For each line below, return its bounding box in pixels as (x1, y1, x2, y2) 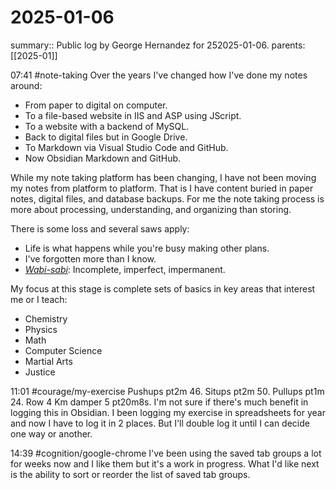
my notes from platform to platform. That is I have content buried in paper (10, 182, 314, 194)
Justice (24, 366, 56, 378)
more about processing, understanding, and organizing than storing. (10, 203, 292, 215)
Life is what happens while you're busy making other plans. (24, 242, 270, 254)
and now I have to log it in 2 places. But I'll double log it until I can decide (10, 417, 310, 429)
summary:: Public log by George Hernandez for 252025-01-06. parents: (10, 39, 306, 51)
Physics (24, 323, 58, 335)
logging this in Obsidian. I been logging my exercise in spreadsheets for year (10, 406, 326, 418)
